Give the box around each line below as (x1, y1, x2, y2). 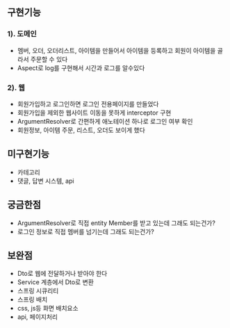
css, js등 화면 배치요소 (17, 304, 79, 313)
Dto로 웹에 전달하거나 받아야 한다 (17, 270, 108, 278)
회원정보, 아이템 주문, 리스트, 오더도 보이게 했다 (17, 126, 146, 134)
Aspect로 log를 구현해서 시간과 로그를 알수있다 (17, 63, 145, 72)
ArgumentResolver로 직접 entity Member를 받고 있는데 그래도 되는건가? (17, 218, 215, 227)
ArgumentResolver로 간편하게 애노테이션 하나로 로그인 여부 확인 (17, 117, 193, 125)
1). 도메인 (7, 29, 37, 39)
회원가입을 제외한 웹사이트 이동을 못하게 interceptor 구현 (17, 108, 172, 117)
